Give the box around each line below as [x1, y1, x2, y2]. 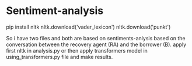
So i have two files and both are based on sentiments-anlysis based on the [6, 34, 186, 41]
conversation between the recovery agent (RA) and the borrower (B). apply [6, 41, 187, 48]
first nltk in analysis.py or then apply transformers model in [6, 47, 148, 54]
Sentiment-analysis [6, 4, 104, 18]
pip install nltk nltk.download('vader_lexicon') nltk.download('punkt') [6, 23, 171, 30]
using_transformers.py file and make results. [6, 53, 113, 60]
